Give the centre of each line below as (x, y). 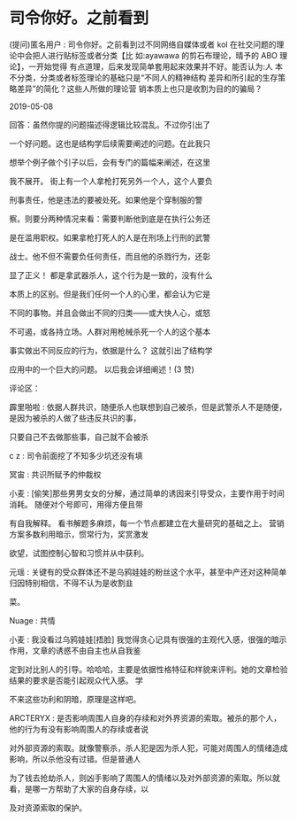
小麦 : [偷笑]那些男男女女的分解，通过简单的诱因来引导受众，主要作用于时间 (147, 493)
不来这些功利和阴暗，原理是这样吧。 (75, 699)
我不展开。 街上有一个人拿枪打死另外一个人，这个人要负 (111, 181)
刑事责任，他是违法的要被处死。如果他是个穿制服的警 (106, 199)
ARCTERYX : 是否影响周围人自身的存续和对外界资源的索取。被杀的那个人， (145, 717)
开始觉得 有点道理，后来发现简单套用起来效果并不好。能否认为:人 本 (159, 66)
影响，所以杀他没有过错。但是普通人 (75, 759)
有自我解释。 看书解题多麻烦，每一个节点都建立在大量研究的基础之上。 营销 (147, 523)
